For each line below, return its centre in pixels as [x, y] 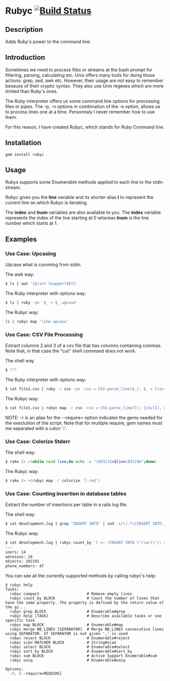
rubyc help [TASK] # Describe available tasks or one [86, 616]
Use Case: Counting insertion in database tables [66, 493]
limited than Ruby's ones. [32, 91]
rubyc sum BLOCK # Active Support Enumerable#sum [83, 656]
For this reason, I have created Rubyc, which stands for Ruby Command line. [85, 127]
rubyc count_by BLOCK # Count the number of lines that [84, 599]
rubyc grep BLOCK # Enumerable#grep [68, 612]
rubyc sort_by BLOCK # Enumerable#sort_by [71, 652]
